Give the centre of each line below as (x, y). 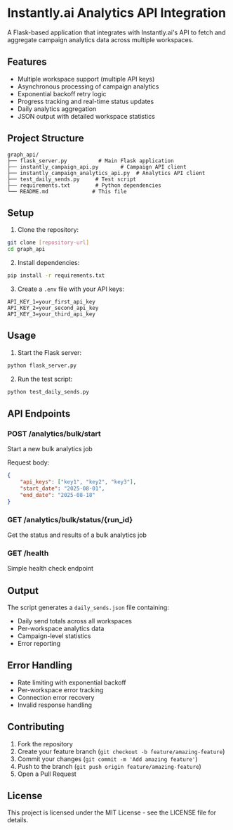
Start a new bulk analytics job (50, 449)
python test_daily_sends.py (48, 391)
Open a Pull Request (47, 774)
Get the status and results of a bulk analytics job (77, 535)
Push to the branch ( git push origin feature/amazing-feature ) (109, 766)
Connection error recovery (56, 697)
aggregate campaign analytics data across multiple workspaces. (101, 39)
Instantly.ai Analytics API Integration (117, 13)
